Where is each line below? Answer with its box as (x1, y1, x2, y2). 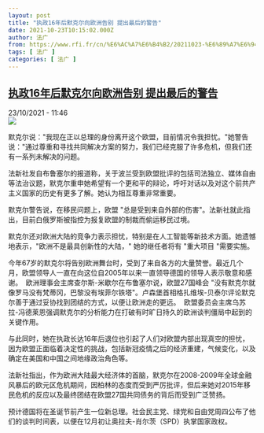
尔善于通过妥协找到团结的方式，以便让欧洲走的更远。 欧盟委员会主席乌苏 (8, 297, 246, 307)
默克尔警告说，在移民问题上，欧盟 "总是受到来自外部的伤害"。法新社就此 (8, 205, 244, 214)
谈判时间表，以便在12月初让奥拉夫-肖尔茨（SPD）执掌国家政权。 (21, 416, 232, 426)
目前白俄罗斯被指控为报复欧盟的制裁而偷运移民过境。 (21, 214, 194, 224)
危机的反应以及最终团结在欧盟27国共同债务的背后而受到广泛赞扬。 (14, 390, 230, 399)
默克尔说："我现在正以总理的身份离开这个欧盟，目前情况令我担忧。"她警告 (8, 131, 249, 142)
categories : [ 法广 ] (8, 56, 77, 64)
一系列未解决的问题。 (14, 151, 84, 161)
